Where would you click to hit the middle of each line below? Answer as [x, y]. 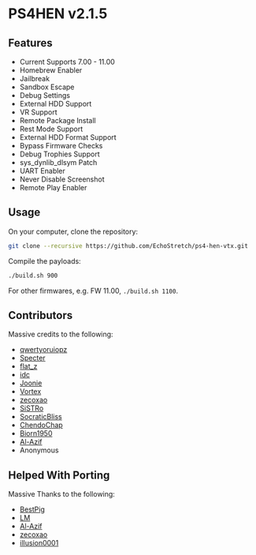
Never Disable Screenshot [62, 179]
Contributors [41, 315]
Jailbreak [34, 79]
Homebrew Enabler [51, 70]
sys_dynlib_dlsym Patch [58, 162]
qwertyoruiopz [43, 350]
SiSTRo [32, 408]
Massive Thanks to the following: [62, 494]
